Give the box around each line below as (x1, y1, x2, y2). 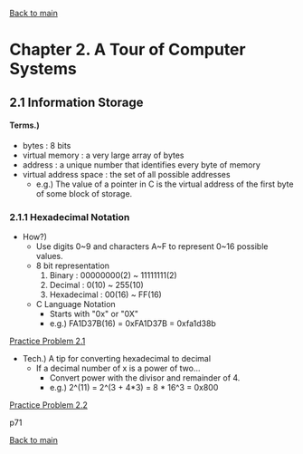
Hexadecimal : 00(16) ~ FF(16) (49, 289, 163, 300)
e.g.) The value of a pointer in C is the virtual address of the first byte (35, 179, 294, 189)
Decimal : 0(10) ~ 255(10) (49, 280, 145, 291)
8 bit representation (35, 260, 110, 271)
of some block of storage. (35, 188, 133, 198)
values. (35, 251, 63, 262)
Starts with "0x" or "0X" (49, 308, 138, 320)
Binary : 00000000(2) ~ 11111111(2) (49, 270, 178, 281)
